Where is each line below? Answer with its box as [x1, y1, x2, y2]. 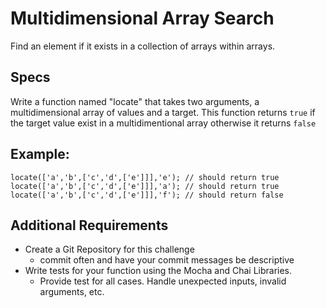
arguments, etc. [39, 286, 105, 298]
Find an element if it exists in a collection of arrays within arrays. [10, 40, 276, 52]
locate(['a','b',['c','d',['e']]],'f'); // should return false [10, 190, 284, 200]
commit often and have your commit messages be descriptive [39, 254, 295, 266]
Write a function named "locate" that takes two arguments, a [10, 95, 260, 107]
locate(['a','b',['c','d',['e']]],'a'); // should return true [10, 181, 280, 191]
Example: [10, 146, 70, 163]
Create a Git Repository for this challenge [24, 243, 195, 256]
